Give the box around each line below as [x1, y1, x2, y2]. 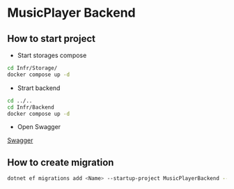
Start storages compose [17, 51, 87, 59]
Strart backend [17, 84, 61, 92]
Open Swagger [17, 123, 61, 131]
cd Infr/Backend [7, 103, 54, 111]
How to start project [7, 33, 96, 45]
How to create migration [7, 156, 114, 168]
